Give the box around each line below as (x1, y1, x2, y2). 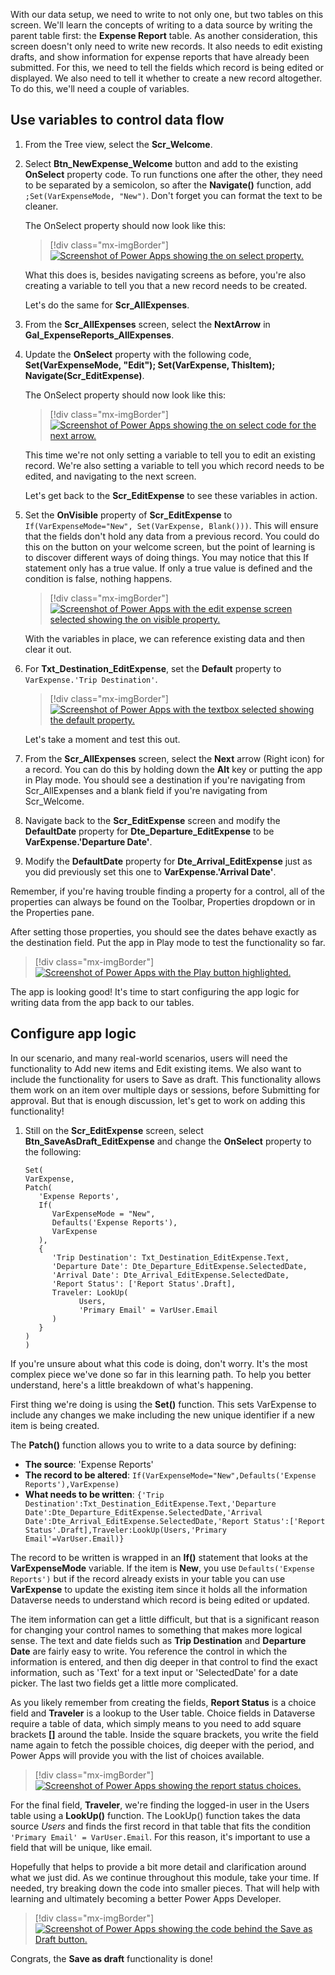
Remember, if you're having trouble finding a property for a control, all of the (10, 885, 325, 897)
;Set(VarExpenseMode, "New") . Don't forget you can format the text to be (24, 189, 323, 201)
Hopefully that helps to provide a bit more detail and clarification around (10, 1860, 307, 1873)
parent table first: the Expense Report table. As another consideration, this (10, 30, 318, 41)
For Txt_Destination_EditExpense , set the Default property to (24, 662, 282, 674)
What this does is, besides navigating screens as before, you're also (24, 269, 307, 281)
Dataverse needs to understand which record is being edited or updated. (10, 1594, 310, 1606)
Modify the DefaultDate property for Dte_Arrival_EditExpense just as (24, 855, 313, 867)
